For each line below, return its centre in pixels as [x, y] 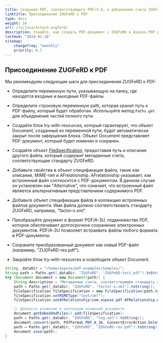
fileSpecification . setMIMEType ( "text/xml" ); [59, 296]
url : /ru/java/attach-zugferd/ [37, 28]
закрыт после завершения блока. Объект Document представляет [81, 136]
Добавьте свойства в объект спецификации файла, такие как [76, 170]
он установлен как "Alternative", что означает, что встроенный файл [83, 186]
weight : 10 [16, 23]
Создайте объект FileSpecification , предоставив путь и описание [79, 150]
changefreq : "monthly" [37, 46]
